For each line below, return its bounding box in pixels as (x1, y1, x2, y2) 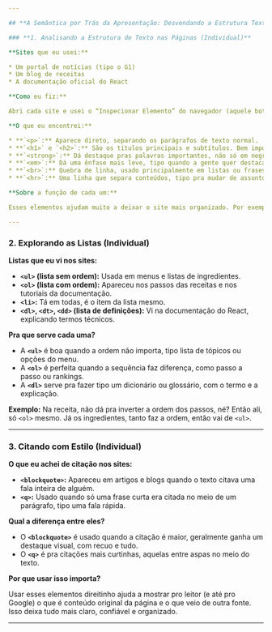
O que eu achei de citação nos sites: (8, 459, 133, 469)
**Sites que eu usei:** (8, 48, 89, 57)
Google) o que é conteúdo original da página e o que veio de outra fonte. (8, 598, 252, 608)
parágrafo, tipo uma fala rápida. (19, 501, 126, 510)
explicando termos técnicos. (19, 314, 115, 324)
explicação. (19, 388, 59, 398)
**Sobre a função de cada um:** (8, 189, 117, 197)
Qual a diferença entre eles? (8, 516, 105, 527)
